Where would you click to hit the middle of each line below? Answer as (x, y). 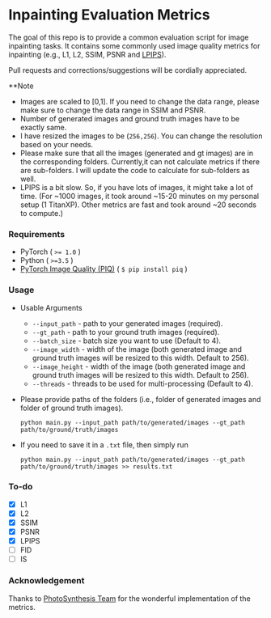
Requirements (37, 234)
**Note (21, 86)
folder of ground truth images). (72, 408)
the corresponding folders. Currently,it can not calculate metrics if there (140, 161)
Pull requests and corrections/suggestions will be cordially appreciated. (128, 70)
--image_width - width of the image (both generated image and (137, 349)
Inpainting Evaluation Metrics (109, 15)
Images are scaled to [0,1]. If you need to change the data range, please (140, 101)
